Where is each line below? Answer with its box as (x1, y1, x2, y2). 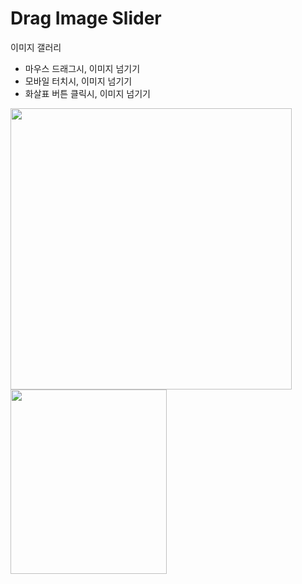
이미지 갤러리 (10, 41, 62, 53)
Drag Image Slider (10, 7, 162, 30)
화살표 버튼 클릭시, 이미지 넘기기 (24, 87, 151, 99)
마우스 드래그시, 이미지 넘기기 (24, 62, 141, 74)
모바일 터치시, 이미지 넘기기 (24, 75, 133, 87)
